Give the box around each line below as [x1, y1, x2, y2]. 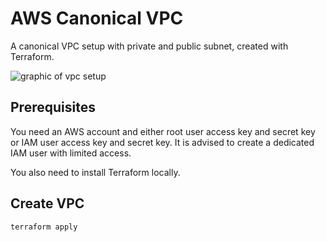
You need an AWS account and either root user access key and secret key [10, 125, 316, 137]
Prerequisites [10, 99, 96, 116]
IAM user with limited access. [10, 147, 132, 159]
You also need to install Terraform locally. [10, 166, 181, 178]
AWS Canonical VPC [10, 7, 184, 30]
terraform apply [10, 222, 78, 232]
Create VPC [10, 195, 85, 212]
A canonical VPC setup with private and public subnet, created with [10, 40, 289, 52]
